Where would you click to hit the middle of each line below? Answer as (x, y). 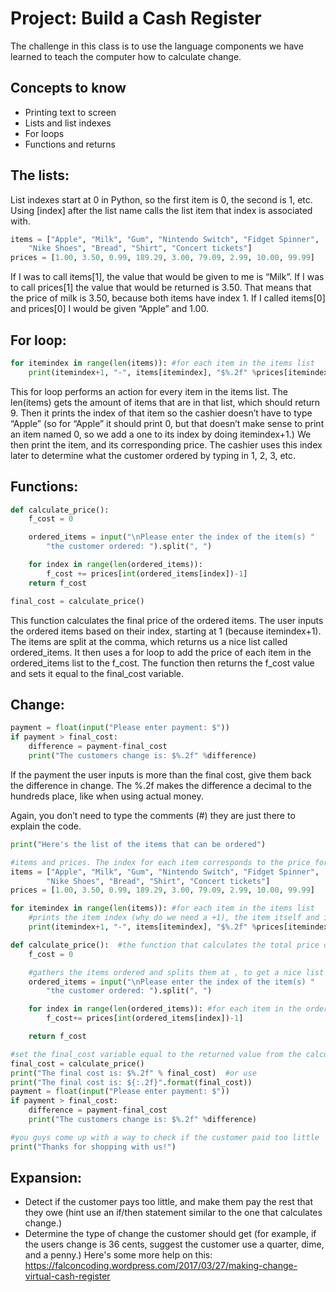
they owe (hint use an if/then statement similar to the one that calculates (173, 1213)
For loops (44, 133)
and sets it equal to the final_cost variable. (97, 673)
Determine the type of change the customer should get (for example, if (170, 1234)
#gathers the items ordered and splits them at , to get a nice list (176, 972)
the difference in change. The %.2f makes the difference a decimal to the (161, 785)
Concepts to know (68, 88)
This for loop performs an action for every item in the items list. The (149, 391)
